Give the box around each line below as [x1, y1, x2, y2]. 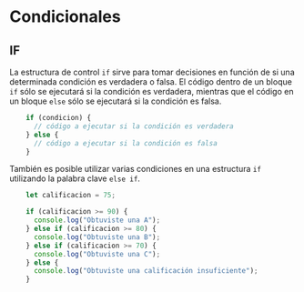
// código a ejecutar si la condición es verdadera [33, 121, 234, 131]
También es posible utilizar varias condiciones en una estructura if [9, 164, 262, 175]
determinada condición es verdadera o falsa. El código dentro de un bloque [9, 76, 293, 87]
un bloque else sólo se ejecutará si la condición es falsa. [9, 96, 222, 106]
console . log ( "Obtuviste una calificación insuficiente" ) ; [33, 267, 258, 276]
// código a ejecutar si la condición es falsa [33, 138, 218, 147]
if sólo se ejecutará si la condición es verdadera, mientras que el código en [9, 86, 294, 96]
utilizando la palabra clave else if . [9, 173, 141, 184]
